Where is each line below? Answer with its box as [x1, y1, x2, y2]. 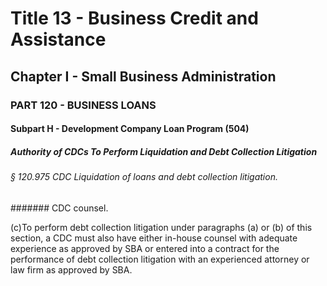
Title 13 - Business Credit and [10, 7, 259, 30]
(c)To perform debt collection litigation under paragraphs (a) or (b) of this [10, 221, 313, 233]
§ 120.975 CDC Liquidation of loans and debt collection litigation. [10, 171, 278, 183]
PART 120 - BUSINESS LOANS [10, 98, 157, 112]
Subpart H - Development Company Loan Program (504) [10, 123, 250, 135]
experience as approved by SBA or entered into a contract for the [10, 242, 280, 254]
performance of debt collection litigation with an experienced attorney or [10, 253, 310, 265]
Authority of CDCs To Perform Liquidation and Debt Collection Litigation [10, 145, 318, 157]
